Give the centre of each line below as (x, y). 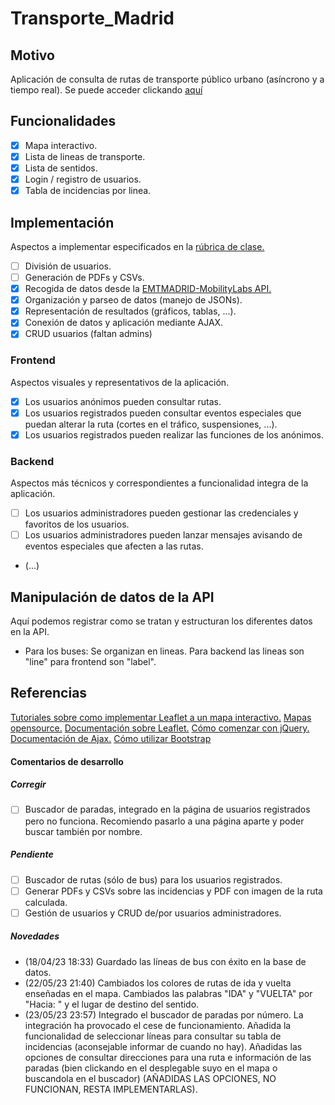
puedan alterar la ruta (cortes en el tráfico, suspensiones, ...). (151, 424)
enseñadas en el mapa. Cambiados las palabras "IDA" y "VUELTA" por (168, 993)
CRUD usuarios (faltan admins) (88, 334)
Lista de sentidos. (61, 168)
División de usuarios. (68, 266)
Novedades (35, 936)
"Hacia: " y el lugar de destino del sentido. (112, 1004)
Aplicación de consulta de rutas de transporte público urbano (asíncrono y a (167, 79)
